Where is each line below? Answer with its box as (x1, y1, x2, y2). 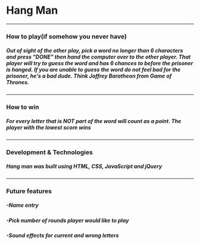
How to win (6, 103, 40, 111)
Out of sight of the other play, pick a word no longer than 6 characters (6, 47, 183, 54)
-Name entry (6, 201, 39, 209)
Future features (6, 186, 52, 195)
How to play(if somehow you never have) (6, 32, 127, 41)
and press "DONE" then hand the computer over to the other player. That (6, 53, 191, 60)
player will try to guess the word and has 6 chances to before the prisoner (6, 60, 193, 67)
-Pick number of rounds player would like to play (6, 216, 129, 224)
